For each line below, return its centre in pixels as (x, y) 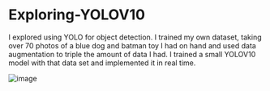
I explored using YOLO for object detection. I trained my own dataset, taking (135, 37)
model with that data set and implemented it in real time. (102, 63)
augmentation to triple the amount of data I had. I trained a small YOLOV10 (132, 54)
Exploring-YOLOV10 (77, 15)
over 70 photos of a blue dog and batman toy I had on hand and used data (133, 45)
